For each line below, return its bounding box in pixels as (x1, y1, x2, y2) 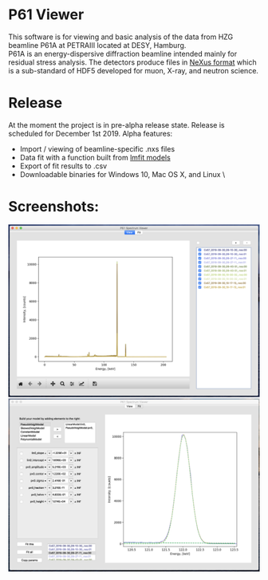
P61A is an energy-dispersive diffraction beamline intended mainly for (8, 49, 238, 58)
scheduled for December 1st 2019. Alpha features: (8, 128, 173, 138)
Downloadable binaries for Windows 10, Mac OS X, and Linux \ (19, 169, 226, 179)
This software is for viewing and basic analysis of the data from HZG (8, 32, 234, 41)
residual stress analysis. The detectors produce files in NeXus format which (8, 57, 257, 67)
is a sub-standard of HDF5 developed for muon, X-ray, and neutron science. (8, 65, 259, 75)
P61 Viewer (8, 6, 85, 24)
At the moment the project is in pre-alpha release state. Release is (8, 120, 225, 129)
